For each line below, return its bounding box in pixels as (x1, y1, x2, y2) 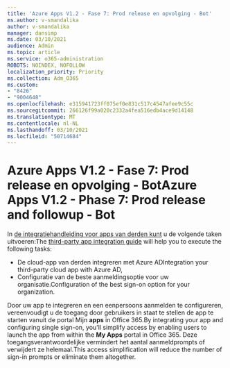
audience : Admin (7, 42, 54, 49)
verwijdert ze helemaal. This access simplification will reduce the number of (7, 345, 223, 354)
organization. (17, 287, 55, 296)
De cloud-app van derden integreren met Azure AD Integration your (17, 258, 209, 267)
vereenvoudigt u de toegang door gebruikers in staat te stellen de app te (7, 308, 214, 317)
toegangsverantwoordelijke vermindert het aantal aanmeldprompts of (7, 338, 206, 346)
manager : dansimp (7, 29, 57, 37)
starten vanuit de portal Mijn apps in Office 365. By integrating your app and (7, 316, 224, 324)
